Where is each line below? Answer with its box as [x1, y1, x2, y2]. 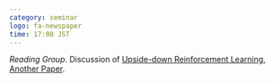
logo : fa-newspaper [9, 21, 83, 30]
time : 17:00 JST [9, 29, 70, 38]
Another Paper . [9, 63, 66, 74]
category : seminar [9, 12, 78, 22]
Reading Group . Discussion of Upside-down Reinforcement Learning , [9, 54, 267, 65]
